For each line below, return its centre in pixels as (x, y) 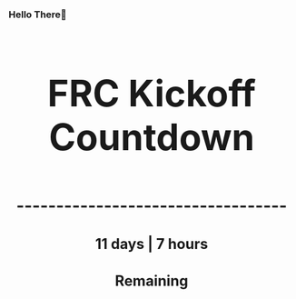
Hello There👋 (38, 15)
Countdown (152, 136)
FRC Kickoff (152, 93)
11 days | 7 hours (152, 244)
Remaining (152, 281)
